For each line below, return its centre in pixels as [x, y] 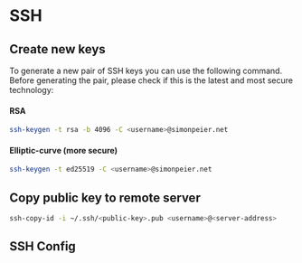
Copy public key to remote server [105, 197]
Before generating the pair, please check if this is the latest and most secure [151, 80]
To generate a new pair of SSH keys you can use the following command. [146, 70]
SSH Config [43, 246]
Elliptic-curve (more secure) [63, 150]
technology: [32, 90]
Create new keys [57, 49]
